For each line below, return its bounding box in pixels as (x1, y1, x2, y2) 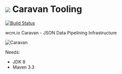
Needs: (5, 49, 20, 55)
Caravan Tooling (12, 3, 82, 15)
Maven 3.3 (12, 64, 35, 70)
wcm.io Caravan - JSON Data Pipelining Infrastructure (5, 29, 117, 35)
